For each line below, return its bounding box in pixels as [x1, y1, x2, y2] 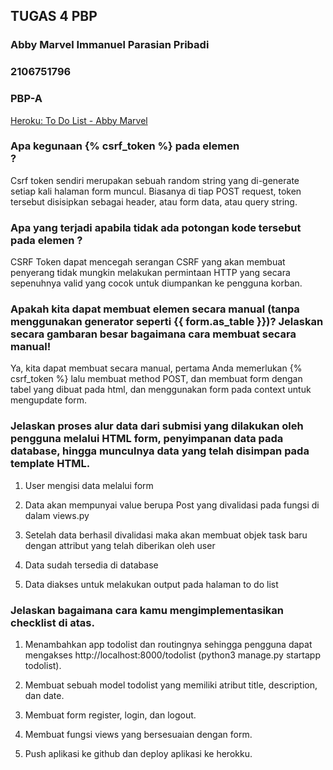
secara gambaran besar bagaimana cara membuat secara [10, 327, 297, 341]
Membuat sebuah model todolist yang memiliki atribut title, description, [24, 679, 318, 691]
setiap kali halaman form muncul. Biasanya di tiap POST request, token [10, 185, 302, 197]
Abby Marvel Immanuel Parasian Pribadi [10, 38, 210, 52]
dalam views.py [24, 509, 90, 521]
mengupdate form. [10, 394, 88, 406]
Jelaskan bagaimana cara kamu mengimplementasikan [10, 603, 284, 617]
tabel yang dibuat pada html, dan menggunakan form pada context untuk [10, 384, 312, 396]
